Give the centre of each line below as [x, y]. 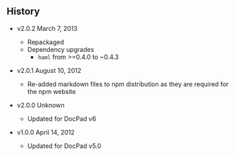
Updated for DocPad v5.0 [64, 146]
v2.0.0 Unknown [41, 105]
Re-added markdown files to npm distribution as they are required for [128, 84]
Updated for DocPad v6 [62, 118]
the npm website [51, 91]
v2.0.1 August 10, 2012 [49, 70]
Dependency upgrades [61, 49]
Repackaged [45, 42]
